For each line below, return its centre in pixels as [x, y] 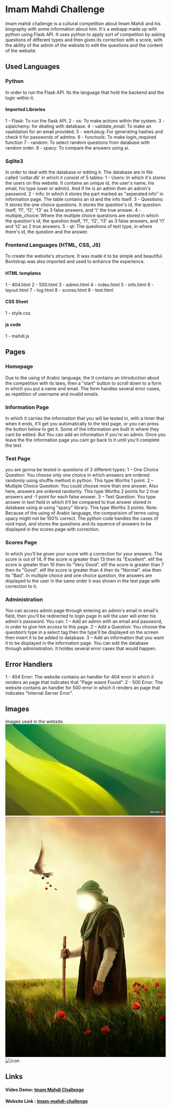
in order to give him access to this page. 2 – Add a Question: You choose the [85, 626]
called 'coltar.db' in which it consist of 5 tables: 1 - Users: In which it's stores [85, 178]
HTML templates [23, 273]
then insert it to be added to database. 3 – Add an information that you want [85, 637]
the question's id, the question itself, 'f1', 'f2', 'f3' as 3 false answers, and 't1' [85, 221]
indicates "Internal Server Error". [39, 693]
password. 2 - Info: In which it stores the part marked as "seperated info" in [84, 194]
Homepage [19, 367]
